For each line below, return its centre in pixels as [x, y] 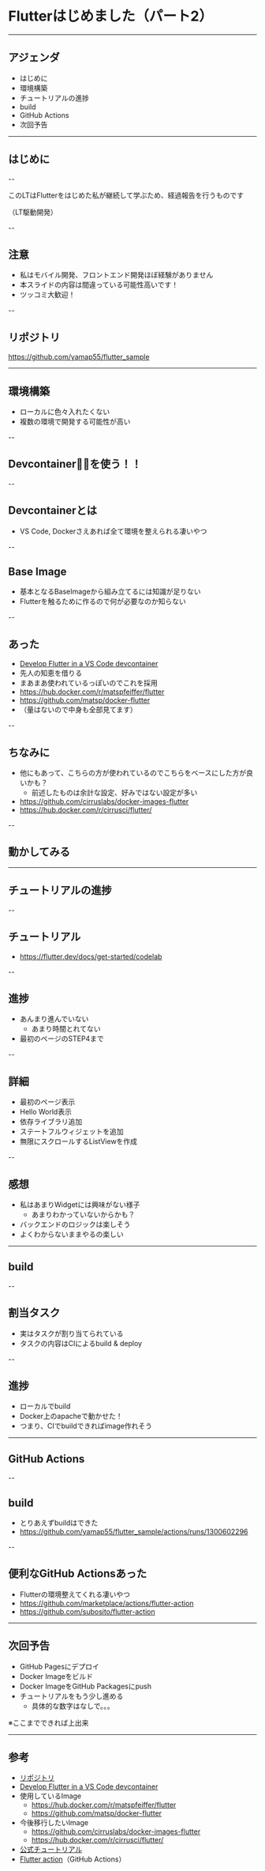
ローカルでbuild [45, 1406]
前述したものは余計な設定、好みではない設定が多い [114, 793]
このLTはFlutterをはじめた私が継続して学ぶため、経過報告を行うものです [126, 195]
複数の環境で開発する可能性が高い [75, 421]
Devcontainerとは [52, 511]
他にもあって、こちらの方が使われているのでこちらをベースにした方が [133, 773]
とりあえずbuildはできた [59, 1523]
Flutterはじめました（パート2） [111, 16]
